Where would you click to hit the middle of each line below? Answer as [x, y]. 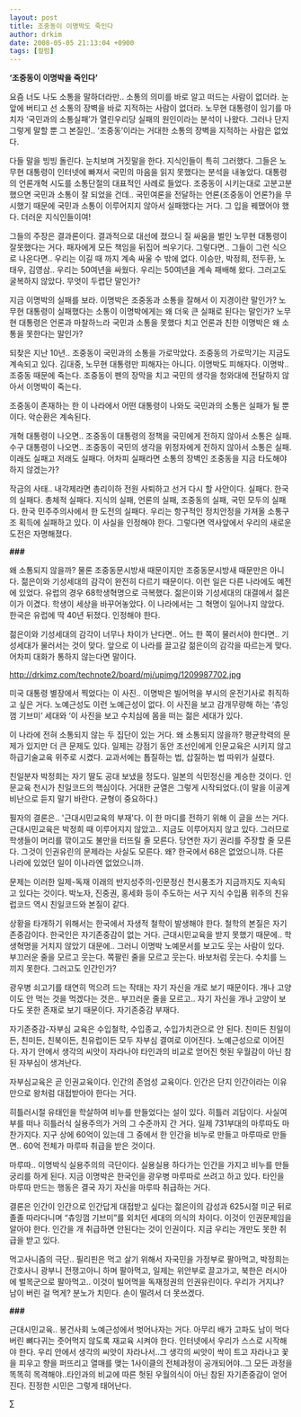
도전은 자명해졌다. [41, 534]
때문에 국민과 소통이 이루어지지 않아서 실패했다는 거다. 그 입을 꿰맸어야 [156, 206]
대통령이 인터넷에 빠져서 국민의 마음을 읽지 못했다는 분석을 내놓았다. [144, 173]
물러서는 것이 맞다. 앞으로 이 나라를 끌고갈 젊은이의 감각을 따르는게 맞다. [166, 646]
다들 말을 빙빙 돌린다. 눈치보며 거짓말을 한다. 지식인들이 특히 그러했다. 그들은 [143, 161]
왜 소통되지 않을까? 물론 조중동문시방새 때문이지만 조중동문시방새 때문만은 [138, 571]
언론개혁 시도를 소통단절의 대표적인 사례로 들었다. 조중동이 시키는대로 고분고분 [155, 183]
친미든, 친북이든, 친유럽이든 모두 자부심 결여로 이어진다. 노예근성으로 [141, 1041]
